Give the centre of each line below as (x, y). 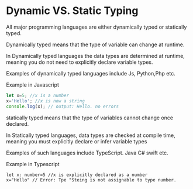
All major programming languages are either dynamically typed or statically (96, 27)
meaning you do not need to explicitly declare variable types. (80, 62)
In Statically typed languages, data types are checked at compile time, (91, 135)
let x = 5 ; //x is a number (37, 95)
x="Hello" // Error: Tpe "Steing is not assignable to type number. (91, 180)
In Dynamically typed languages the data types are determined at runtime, (96, 56)
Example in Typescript (33, 164)
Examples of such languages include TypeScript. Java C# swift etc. (87, 153)
